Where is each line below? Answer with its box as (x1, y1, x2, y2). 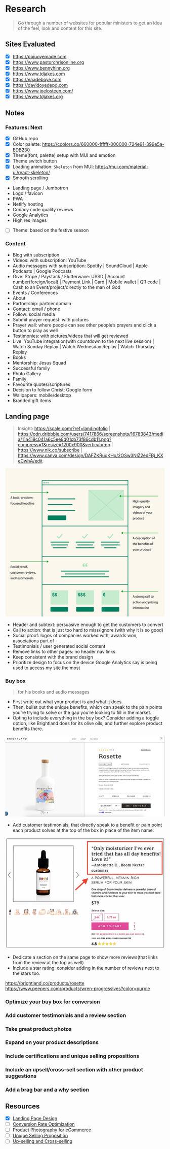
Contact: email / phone (12, 306, 61, 312)
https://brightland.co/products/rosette (5, 980, 84, 986)
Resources (5, 1102, 40, 1110)
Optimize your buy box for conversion (5, 998, 100, 1005)
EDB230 (12, 147, 30, 153)
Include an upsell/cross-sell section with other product (5, 1066, 143, 1073)
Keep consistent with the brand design (12, 654, 94, 660)
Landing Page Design (12, 1115, 57, 1121)
